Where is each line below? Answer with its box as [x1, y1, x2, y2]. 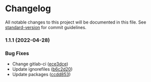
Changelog [5, 3, 51, 14]
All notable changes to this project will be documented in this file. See [5, 19, 147, 25]
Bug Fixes [5, 50, 30, 56]
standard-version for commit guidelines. [5, 24, 87, 30]
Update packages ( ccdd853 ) [12, 72, 71, 78]
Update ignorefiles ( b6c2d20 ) [12, 66, 73, 72]
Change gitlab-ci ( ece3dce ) [12, 61, 68, 67]
